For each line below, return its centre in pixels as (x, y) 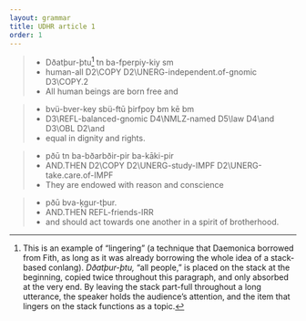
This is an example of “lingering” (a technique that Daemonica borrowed (158, 248)
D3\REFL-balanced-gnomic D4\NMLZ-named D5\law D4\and (160, 119)
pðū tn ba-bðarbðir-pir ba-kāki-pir (110, 156)
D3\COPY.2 (67, 82)
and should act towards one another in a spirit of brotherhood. (162, 222)
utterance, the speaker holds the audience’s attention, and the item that (156, 296)
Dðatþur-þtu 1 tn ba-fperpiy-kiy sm (110, 62)
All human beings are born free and (112, 91)
